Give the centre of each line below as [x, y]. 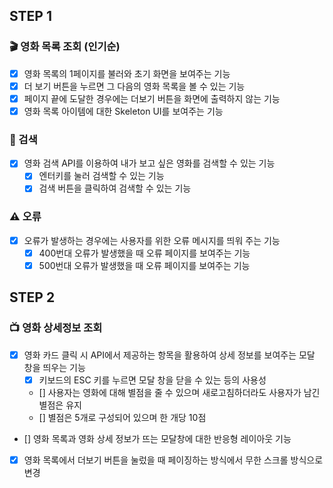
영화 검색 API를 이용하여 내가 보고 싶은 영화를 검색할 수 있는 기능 [149, 163]
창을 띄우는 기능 [54, 367]
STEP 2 [32, 297]
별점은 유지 [60, 405]
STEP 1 [31, 16]
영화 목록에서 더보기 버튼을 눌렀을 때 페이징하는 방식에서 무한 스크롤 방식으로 [173, 460]
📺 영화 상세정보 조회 [56, 328]
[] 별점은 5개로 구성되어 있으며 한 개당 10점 [122, 417]
